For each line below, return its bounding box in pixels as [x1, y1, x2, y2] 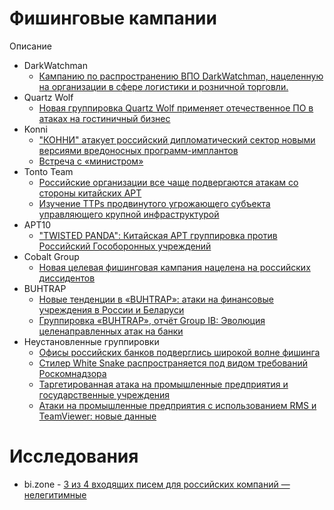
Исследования [9, 445, 139, 468]
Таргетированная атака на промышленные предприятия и [38, 378, 289, 390]
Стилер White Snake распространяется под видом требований [38, 357, 308, 369]
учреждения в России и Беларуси [38, 303, 185, 316]
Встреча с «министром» [38, 155, 144, 167]
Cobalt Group [23, 250, 80, 262]
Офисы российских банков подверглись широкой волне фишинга [38, 346, 321, 358]
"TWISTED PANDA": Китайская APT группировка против [38, 229, 278, 241]
